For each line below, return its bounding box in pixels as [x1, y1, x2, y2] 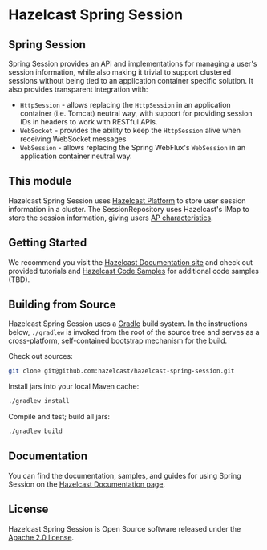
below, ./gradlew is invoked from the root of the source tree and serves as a [8, 328, 260, 337]
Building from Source [8, 298, 116, 312]
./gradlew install [8, 397, 70, 405]
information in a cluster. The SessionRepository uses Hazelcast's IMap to [8, 204, 250, 214]
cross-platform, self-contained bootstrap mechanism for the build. [8, 336, 228, 346]
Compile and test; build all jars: [8, 412, 111, 422]
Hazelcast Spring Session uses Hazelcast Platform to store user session [8, 195, 246, 206]
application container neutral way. [19, 151, 132, 161]
